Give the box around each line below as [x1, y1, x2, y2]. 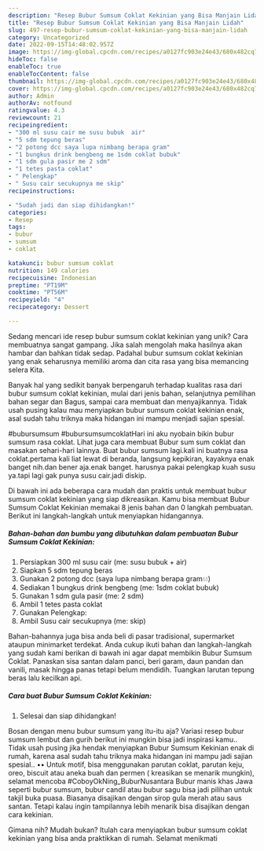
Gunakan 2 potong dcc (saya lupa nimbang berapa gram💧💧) [19, 573, 211, 583]
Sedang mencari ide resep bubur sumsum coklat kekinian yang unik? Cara [8, 331, 249, 341]
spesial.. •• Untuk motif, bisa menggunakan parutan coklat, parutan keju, [8, 760, 244, 769]
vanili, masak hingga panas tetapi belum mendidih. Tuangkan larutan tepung [8, 665, 255, 674]
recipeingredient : [8, 121, 68, 129]
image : [8, 48, 30, 56]
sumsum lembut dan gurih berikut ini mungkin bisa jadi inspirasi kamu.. [8, 735, 238, 744]
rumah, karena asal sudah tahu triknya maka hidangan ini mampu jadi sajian [8, 751, 253, 761]
